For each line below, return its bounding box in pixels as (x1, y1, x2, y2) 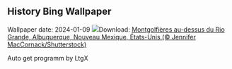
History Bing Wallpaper (7, 6, 112, 18)
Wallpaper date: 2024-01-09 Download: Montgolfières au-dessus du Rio (7, 25, 225, 34)
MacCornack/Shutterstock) (7, 40, 87, 49)
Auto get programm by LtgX (7, 54, 88, 62)
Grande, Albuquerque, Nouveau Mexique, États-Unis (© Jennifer (7, 32, 196, 41)
